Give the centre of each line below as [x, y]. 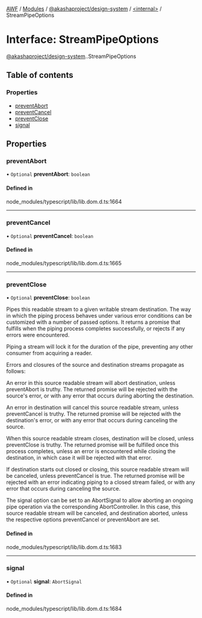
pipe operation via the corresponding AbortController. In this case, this [93, 507]
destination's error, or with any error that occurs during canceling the [92, 420]
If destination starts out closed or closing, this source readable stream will [98, 469]
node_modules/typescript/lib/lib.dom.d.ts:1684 [64, 609]
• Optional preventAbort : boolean [48, 174]
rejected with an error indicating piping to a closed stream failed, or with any [101, 482]
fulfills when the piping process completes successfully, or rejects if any [96, 329]
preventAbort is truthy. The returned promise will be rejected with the [92, 390]
